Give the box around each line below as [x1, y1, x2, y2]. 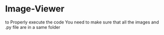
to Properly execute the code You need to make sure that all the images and [5, 19, 159, 25]
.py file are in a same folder [5, 24, 61, 30]
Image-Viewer [5, 3, 65, 14]
